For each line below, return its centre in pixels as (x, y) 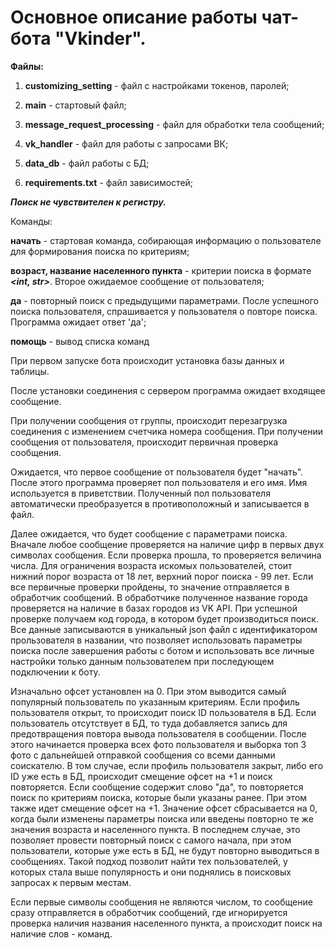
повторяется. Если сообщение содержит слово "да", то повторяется (157, 787)
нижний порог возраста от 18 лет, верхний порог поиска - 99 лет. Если (162, 576)
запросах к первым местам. (71, 882)
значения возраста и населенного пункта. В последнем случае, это (155, 829)
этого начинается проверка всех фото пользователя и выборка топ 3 (158, 744)
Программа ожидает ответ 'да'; (78, 322)
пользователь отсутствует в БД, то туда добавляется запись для (149, 723)
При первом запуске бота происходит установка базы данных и (147, 360)
